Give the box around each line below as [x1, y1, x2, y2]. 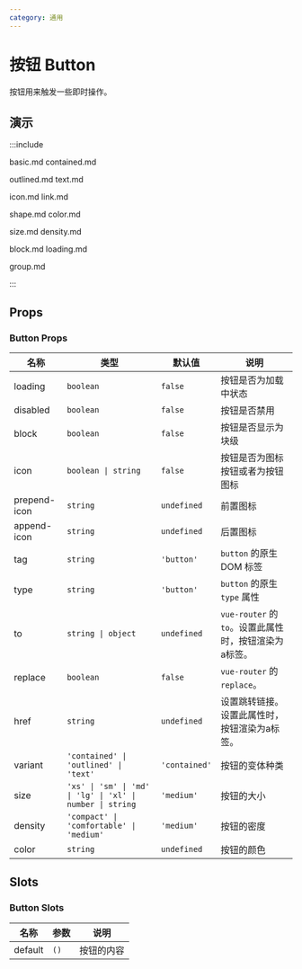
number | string [67, 799, 137, 810]
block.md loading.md [9, 244, 88, 254]
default [13, 943, 44, 956]
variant [13, 759, 43, 771]
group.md [9, 262, 46, 272]
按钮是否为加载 [219, 374, 284, 387]
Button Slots [9, 902, 65, 914]
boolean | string [67, 466, 141, 476]
